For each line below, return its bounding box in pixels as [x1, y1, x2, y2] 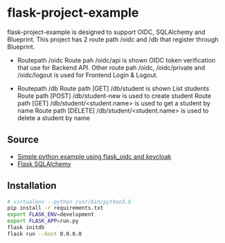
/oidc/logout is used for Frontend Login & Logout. [17, 71, 158, 79]
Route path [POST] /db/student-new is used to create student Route [17, 92, 212, 100]
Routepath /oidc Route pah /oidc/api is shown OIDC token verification [17, 56, 216, 64]
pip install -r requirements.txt [7, 205, 104, 212]
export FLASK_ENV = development [7, 211, 95, 218]
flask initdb [7, 224, 45, 231]
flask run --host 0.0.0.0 [7, 231, 82, 237]
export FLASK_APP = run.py [7, 217, 79, 225]
